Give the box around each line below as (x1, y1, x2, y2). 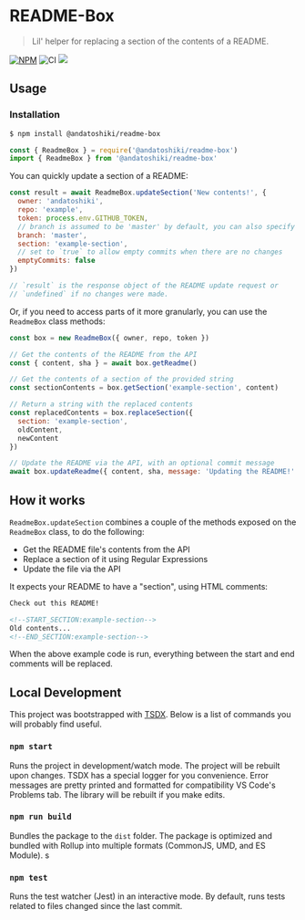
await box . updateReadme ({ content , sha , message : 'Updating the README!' (9, 467, 296, 476)
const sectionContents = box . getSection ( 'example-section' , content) (9, 383, 280, 392)
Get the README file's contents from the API (22, 544, 190, 555)
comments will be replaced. (9, 658, 114, 669)
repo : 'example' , (17, 205, 84, 214)
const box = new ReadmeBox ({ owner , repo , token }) (9, 333, 209, 342)
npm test (9, 873, 48, 883)
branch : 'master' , (17, 230, 88, 240)
